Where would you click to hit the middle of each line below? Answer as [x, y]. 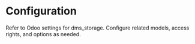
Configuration [41, 11]
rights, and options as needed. [43, 34]
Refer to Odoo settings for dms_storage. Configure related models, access [97, 28]
